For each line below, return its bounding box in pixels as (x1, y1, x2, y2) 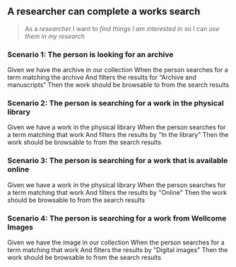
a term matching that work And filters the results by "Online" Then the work (7, 188, 228, 196)
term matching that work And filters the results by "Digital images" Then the (7, 246, 228, 254)
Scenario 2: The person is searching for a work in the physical (7, 98, 224, 108)
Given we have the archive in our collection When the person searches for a (7, 66, 228, 74)
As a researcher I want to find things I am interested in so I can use (24, 24, 220, 32)
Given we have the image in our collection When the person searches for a (7, 238, 225, 247)
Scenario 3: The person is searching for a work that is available (7, 155, 228, 165)
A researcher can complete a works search (7, 6, 201, 18)
